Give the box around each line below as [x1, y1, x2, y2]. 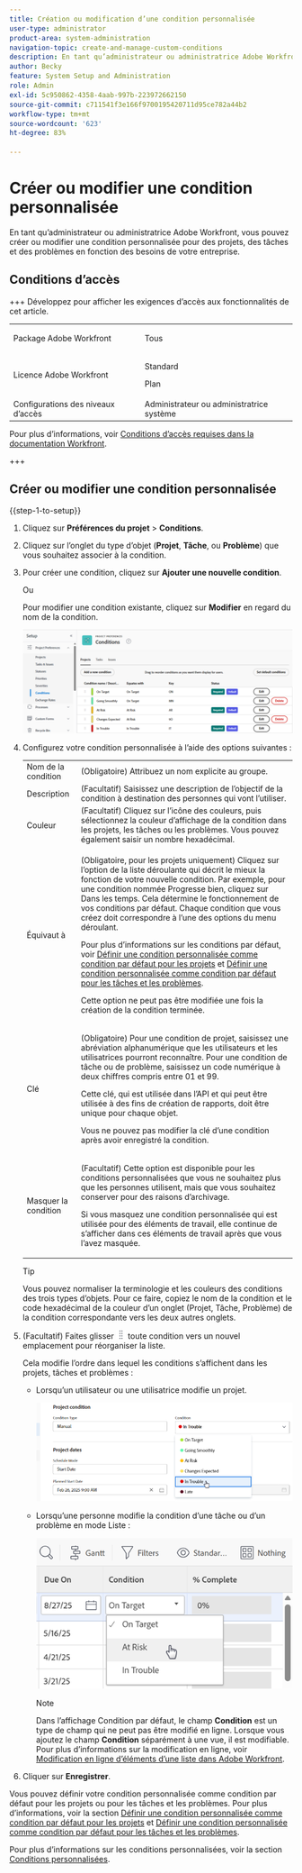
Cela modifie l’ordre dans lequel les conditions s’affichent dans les [22, 1357, 268, 1368]
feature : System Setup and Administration [9, 72, 171, 81]
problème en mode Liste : [35, 1520, 131, 1531]
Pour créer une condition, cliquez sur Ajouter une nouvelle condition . [22, 568, 282, 578]
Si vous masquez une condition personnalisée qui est [80, 1209, 278, 1220]
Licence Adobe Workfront [13, 369, 109, 380]
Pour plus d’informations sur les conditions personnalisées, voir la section [9, 1844, 283, 1855]
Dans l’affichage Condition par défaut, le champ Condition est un [35, 1715, 278, 1726]
